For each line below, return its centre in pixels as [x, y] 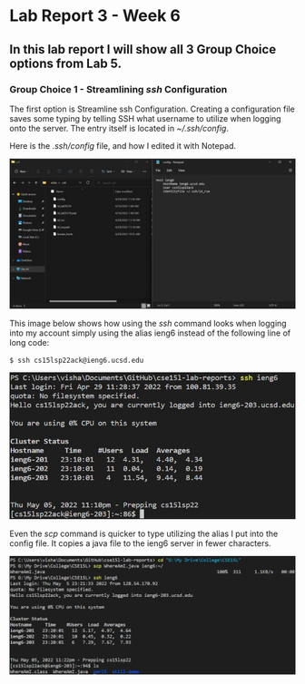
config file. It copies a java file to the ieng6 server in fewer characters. [140, 543]
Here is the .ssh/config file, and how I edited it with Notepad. [123, 145]
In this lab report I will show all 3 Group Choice [143, 49]
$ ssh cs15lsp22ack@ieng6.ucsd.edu [77, 360]
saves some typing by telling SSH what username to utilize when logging [145, 118]
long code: [30, 342]
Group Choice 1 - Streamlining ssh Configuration [118, 89]
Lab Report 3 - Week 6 [95, 16]
